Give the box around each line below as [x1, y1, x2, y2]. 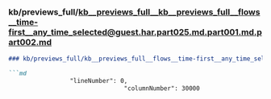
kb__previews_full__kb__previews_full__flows [77, 6, 261, 18]
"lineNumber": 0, [69, 77, 128, 85]
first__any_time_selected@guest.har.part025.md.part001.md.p [8, 27, 262, 38]
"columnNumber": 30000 [123, 84, 200, 93]
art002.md [8, 36, 52, 47]
